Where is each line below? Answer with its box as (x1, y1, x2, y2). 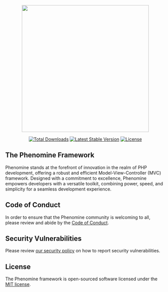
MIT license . (5, 281, 31, 287)
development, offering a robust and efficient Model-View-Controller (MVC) (5, 170, 161, 176)
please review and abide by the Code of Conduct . (5, 219, 109, 225)
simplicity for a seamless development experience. (5, 186, 112, 192)
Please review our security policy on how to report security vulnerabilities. (5, 248, 160, 254)
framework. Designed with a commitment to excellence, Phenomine (5, 175, 147, 181)
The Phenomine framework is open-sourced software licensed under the (5, 276, 158, 282)
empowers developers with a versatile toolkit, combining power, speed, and (5, 180, 163, 186)
